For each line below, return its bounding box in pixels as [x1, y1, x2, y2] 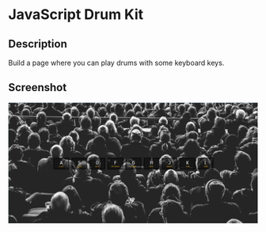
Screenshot [8, 81, 67, 94]
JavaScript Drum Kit [8, 6, 144, 24]
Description [8, 37, 67, 51]
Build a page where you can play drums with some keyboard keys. [8, 58, 225, 67]
